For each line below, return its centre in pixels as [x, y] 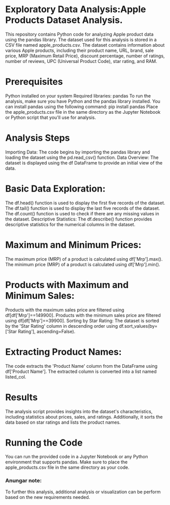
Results [22, 397]
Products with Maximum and [67, 285]
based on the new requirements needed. [48, 497]
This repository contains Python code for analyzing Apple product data [79, 34]
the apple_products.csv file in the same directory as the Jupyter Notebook [83, 112]
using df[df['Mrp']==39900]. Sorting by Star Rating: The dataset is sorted [82, 321]
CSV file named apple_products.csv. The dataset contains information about [85, 45]
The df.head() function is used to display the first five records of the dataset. [85, 203]
